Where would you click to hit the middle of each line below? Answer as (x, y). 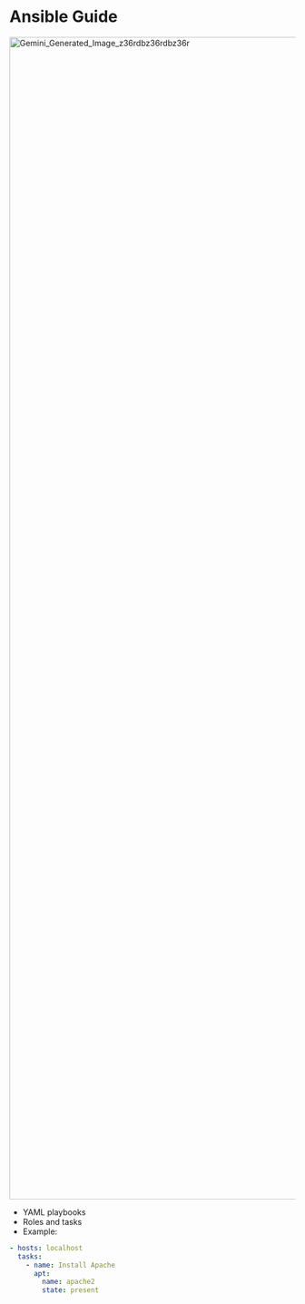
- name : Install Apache (71, 1265)
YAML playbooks (54, 1212)
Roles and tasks (52, 1221)
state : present (71, 1290)
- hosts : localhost (46, 1248)
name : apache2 (69, 1282)
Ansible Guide (64, 17)
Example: (40, 1231)
